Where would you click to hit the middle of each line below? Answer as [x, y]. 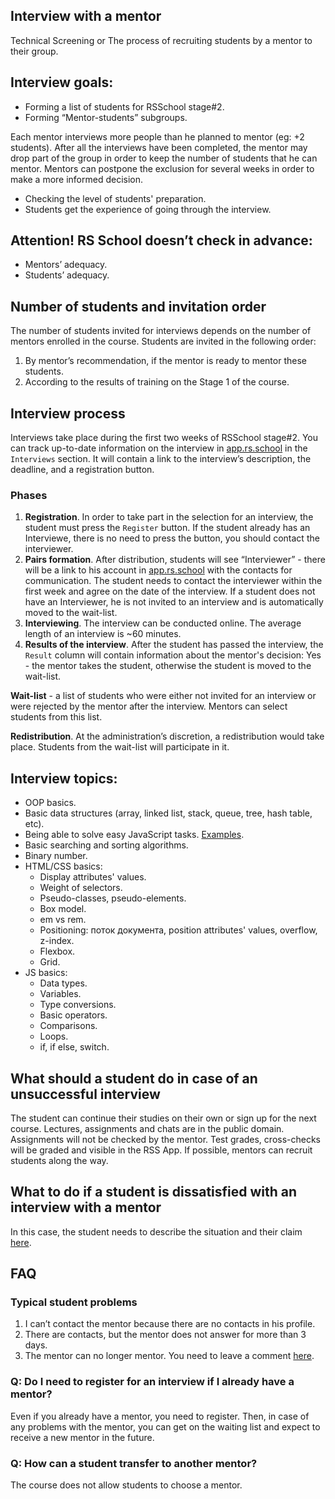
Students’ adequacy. [67, 275]
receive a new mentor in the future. [82, 1437]
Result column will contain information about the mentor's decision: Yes [173, 655]
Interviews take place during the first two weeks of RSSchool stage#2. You [164, 438]
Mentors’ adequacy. [66, 265]
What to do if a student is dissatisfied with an [154, 1192]
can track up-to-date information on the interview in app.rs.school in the [159, 448]
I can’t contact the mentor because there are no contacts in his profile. [170, 1324]
